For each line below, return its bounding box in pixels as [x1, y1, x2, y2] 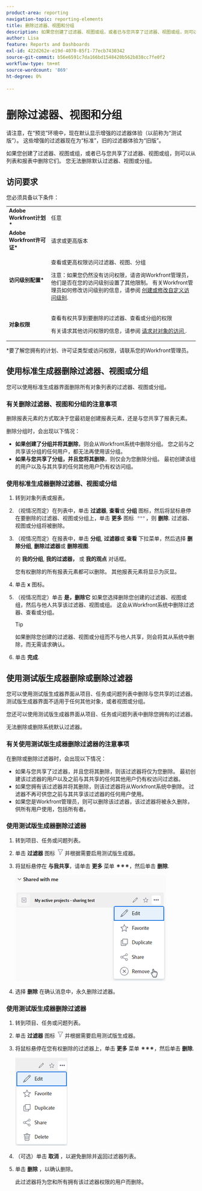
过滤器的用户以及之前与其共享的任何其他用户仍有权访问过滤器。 [25, 775, 184, 782]
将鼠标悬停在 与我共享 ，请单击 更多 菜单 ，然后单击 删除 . [14, 862, 170, 870]
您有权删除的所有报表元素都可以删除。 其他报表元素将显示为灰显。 [14, 568, 180, 575]
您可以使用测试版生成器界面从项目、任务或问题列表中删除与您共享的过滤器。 [6, 690, 196, 698]
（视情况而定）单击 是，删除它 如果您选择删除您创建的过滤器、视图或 [14, 594, 187, 601]
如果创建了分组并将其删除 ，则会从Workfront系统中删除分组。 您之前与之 [14, 440, 194, 447]
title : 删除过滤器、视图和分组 [6, 22, 75, 28]
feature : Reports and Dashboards [6, 42, 90, 48]
